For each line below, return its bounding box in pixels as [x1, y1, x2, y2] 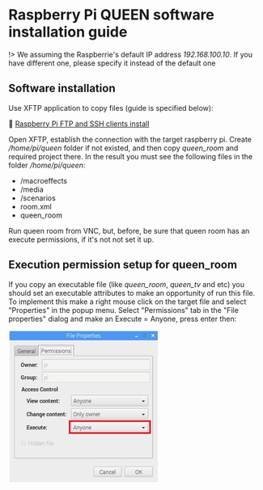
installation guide [8, 23, 128, 41]
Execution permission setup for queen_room [8, 258, 237, 272]
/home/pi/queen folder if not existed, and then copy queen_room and [8, 143, 239, 153]
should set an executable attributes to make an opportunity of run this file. [8, 288, 256, 298]
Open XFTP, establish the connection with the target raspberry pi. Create [8, 134, 252, 144]
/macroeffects [19, 175, 67, 185]
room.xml [19, 201, 53, 211]
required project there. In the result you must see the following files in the [8, 151, 253, 161]
